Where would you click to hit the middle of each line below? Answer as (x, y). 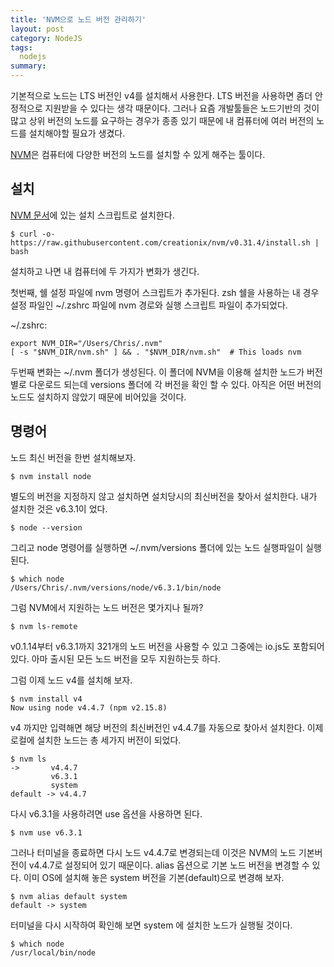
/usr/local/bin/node (53, 952)
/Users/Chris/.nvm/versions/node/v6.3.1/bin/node (116, 587)
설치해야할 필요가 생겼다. (77, 133)
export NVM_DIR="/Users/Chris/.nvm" (86, 343)
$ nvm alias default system (69, 896)
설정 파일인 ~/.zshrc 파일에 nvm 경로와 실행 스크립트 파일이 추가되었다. (149, 305)
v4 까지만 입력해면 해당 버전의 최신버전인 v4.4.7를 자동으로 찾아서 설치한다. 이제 (167, 727)
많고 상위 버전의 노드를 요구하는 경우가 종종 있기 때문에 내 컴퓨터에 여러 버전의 (162, 120)
